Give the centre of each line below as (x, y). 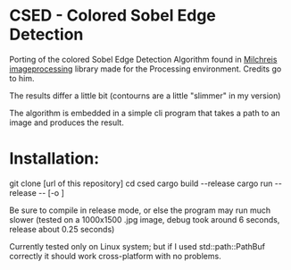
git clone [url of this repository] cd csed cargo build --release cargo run (141, 183)
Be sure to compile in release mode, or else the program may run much (140, 210)
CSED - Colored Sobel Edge (113, 16)
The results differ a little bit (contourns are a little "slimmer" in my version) (145, 96)
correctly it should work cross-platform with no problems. (115, 256)
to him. (22, 78)
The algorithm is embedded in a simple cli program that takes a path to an (145, 113)
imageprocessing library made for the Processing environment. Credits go (145, 69)
